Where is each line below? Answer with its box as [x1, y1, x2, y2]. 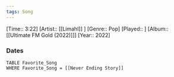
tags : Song [6, 8, 33, 15]
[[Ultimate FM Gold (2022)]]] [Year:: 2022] [6, 31, 110, 39]
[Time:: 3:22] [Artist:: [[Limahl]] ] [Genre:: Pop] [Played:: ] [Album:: [6, 25, 169, 32]
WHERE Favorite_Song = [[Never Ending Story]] [6, 65, 124, 71]
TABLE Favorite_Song [6, 60, 58, 66]
